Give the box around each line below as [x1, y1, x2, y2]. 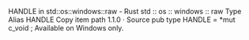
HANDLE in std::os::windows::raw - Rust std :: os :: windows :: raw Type [8, 7, 242, 16]
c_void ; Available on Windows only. [8, 24, 124, 32]
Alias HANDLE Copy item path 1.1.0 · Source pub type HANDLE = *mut [8, 15, 236, 24]
